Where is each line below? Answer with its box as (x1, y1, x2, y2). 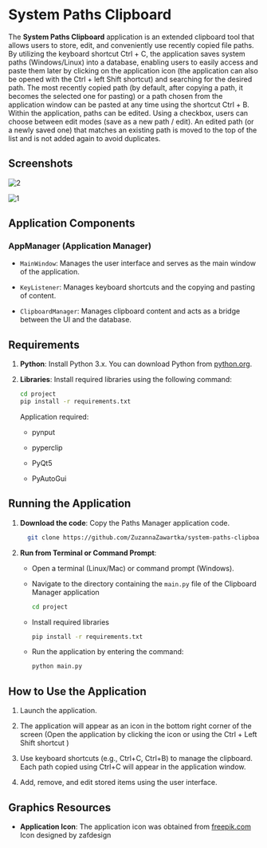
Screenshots (8, 157, 73, 171)
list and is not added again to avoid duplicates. (8, 133, 161, 143)
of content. (19, 291, 57, 301)
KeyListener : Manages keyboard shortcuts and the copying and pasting (19, 282, 255, 292)
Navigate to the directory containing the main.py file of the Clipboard (31, 578, 257, 588)
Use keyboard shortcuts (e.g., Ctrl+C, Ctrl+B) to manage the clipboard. (19, 754, 253, 763)
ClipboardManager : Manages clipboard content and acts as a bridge (19, 306, 241, 316)
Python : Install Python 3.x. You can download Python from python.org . (19, 359, 253, 369)
